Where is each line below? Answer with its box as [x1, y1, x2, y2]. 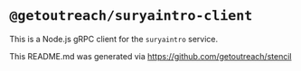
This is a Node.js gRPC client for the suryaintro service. [9, 33, 219, 44]
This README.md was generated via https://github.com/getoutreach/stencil [9, 50, 292, 61]
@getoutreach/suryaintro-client [9, 7, 253, 24]
